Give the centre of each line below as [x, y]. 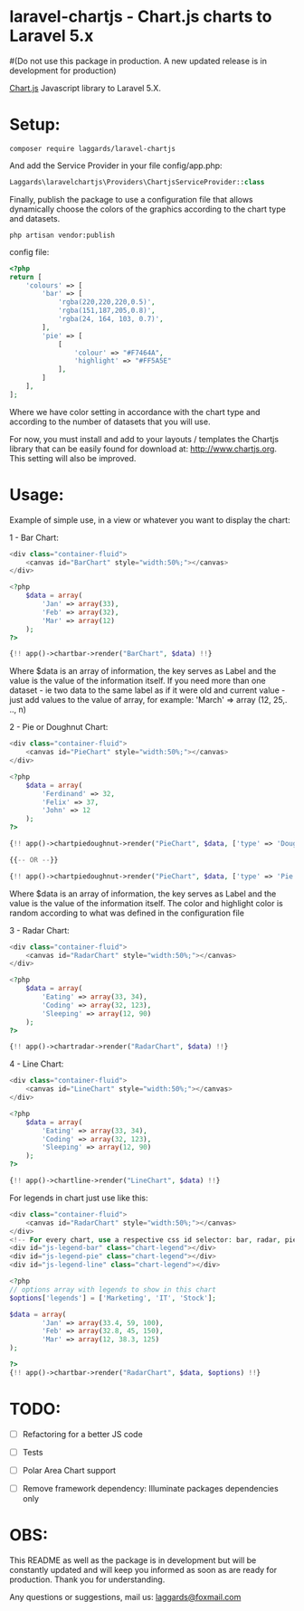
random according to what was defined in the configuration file [127, 913]
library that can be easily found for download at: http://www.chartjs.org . [143, 449]
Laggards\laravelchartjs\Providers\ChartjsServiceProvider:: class [137, 182]
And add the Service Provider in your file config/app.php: [116, 166]
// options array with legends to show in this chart [113, 1289]
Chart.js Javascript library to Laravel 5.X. [85, 88]
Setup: [35, 125]
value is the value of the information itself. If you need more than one [138, 681]
